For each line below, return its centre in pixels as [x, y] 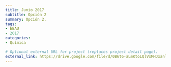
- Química [16, 43]
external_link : [21, 56]
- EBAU [12, 29]
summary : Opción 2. [26, 19]
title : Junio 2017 [25, 10]
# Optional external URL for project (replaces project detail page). [82, 52]
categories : [18, 38]
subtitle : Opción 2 [26, 15]
